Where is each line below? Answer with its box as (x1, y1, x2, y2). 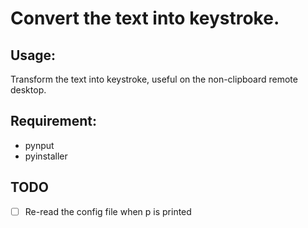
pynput (24, 139, 55, 151)
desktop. (10, 84, 47, 96)
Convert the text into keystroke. (10, 7, 280, 30)
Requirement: (10, 113, 98, 130)
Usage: (10, 47, 57, 64)
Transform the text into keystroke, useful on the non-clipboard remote (10, 73, 298, 85)
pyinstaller (24, 150, 68, 162)
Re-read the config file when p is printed (24, 205, 192, 217)
